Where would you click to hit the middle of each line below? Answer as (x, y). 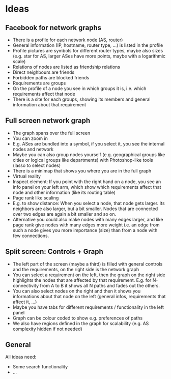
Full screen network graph (48, 121)
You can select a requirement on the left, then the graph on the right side (89, 275)
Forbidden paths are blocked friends (51, 78)
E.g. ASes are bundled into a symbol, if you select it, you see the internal (89, 143)
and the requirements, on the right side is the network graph (76, 269)
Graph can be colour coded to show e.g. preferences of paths (78, 318)
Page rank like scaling (36, 198)
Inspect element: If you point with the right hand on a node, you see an (87, 182)
